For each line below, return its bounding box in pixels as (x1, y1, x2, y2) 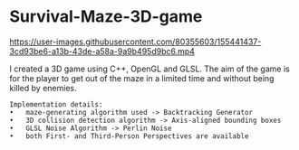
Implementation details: (9, 99, 103, 109)
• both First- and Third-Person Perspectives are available (9, 131, 249, 141)
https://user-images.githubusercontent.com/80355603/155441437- (9, 36, 262, 47)
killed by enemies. (9, 82, 77, 93)
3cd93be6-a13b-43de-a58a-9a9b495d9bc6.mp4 (9, 45, 195, 56)
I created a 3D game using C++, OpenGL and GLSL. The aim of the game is (9, 63, 290, 74)
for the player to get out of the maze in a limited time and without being (9, 72, 275, 83)
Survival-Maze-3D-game (9, 6, 203, 27)
